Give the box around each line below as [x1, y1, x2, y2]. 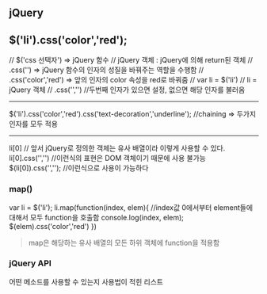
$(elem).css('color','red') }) [9, 221, 97, 231]
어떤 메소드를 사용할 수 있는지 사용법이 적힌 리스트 [9, 277, 163, 286]
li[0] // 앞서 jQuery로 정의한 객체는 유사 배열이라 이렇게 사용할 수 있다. [9, 143, 226, 153]
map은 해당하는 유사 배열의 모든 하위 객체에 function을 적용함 [28, 238, 220, 247]
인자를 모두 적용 [9, 119, 59, 129]
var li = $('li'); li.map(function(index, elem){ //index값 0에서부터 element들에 [9, 202, 253, 212]
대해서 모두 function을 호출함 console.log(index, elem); [9, 212, 185, 222]
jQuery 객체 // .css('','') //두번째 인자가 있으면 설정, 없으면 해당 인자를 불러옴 [9, 85, 246, 94]
